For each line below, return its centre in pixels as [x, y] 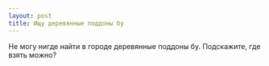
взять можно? [33, 55]
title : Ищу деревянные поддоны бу [66, 23]
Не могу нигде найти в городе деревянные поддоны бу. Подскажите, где [134, 46]
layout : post [30, 16]
